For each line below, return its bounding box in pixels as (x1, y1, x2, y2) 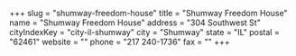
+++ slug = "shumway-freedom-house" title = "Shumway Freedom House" (9, 8, 288, 18)
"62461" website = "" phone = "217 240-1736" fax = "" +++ (9, 36, 230, 47)
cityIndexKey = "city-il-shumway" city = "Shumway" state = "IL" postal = (9, 27, 280, 37)
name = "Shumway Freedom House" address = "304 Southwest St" (9, 17, 262, 28)
